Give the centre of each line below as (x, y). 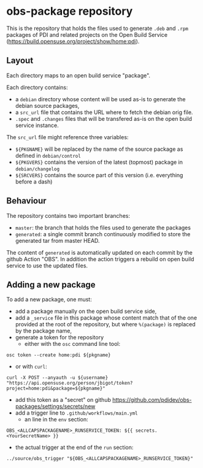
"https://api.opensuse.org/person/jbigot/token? (70, 383)
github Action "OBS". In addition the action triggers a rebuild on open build (100, 259)
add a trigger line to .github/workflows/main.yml (76, 413)
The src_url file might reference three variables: (67, 137)
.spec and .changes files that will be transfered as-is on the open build (103, 118)
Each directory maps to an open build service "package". (79, 75)
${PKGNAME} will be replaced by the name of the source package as (99, 149)
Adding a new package (51, 284)
